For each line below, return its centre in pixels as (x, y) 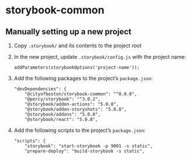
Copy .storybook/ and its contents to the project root (78, 45)
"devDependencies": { (40, 89)
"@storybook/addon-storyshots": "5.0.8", (76, 109)
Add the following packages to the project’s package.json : (83, 78)
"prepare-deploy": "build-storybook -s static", (85, 151)
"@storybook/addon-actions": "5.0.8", (72, 104)
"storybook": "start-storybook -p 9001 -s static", (89, 146)
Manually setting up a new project (69, 32)
